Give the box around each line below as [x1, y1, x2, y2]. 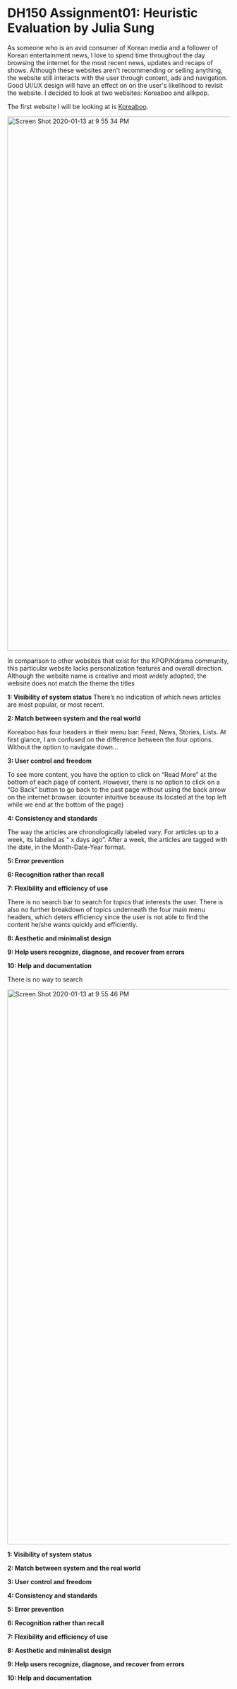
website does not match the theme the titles [7, 678, 135, 688]
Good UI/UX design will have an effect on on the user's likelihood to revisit [7, 81, 224, 89]
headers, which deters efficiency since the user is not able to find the [7, 912, 209, 921]
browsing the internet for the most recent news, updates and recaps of [7, 58, 214, 67]
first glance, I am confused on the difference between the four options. [7, 735, 214, 744]
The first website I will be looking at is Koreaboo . [7, 102, 149, 110]
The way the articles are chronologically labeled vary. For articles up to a [7, 827, 219, 836]
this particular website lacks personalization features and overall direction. [7, 664, 224, 672]
